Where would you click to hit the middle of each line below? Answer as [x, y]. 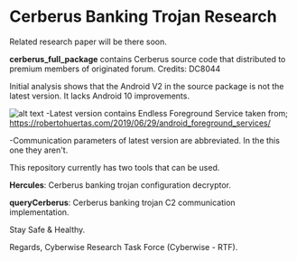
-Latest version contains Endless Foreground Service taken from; [167, 113]
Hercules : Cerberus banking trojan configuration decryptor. [121, 185]
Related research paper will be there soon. [88, 42]
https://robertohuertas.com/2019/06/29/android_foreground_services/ [140, 123]
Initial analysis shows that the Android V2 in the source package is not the [147, 86]
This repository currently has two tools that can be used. [115, 167]
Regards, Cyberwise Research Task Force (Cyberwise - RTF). [124, 247]
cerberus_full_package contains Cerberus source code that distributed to [148, 59]
